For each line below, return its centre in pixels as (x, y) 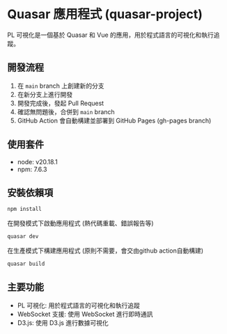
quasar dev (23, 237)
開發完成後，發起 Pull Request (61, 103)
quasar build (26, 264)
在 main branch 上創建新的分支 (61, 86)
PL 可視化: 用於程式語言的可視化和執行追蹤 (79, 305)
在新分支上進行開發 (45, 94)
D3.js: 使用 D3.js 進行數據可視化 (63, 323)
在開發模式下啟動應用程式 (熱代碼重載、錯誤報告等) (81, 223)
